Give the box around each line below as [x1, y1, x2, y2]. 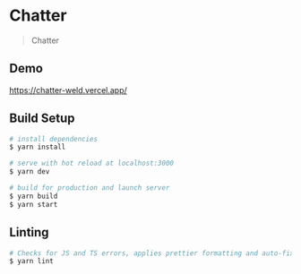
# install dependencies [9, 134, 99, 143]
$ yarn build [9, 192, 58, 201]
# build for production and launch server [9, 184, 170, 193]
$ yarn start [9, 200, 58, 209]
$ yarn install [9, 142, 66, 152]
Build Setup [9, 111, 75, 126]
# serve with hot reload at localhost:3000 [9, 158, 175, 168]
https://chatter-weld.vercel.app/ [9, 84, 127, 95]
